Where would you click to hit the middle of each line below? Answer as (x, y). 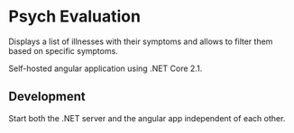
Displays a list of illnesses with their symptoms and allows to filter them (141, 41)
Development (47, 97)
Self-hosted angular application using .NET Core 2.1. (106, 68)
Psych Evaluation (75, 17)
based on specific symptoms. (63, 50)
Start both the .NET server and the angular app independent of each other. (147, 118)
